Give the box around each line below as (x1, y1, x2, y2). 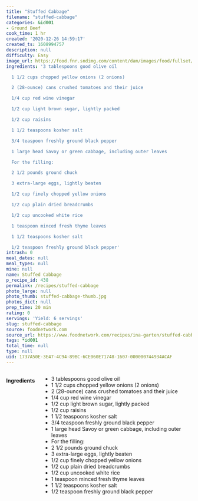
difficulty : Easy (6, 52, 49, 58)
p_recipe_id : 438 (6, 277, 49, 283)
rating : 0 (6, 310, 31, 316)
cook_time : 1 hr (6, 31, 46, 37)
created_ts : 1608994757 (6, 42, 65, 48)
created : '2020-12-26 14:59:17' (6, 36, 85, 42)
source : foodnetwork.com (6, 327, 67, 332)
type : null (6, 348, 33, 354)
